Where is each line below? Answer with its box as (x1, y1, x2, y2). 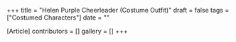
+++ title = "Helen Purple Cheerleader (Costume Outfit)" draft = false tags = (6, 6, 230, 14)
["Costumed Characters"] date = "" (6, 13, 109, 22)
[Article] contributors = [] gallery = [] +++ (6, 27, 129, 35)
